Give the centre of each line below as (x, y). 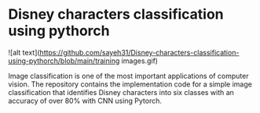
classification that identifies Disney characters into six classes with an (121, 92)
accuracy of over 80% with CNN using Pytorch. (85, 101)
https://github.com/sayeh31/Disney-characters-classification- (139, 52)
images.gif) (140, 61)
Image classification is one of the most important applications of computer (128, 76)
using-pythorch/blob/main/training (64, 61)
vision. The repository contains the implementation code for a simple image (130, 84)
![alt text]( (24, 52)
